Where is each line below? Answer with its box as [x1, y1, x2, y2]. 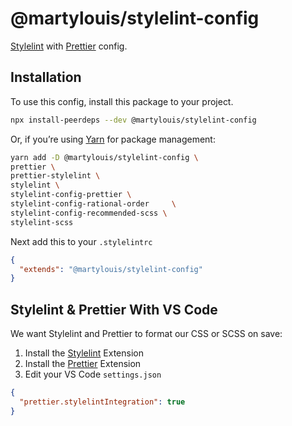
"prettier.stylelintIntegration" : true [19, 397, 186, 407]
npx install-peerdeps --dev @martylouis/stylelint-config [10, 115, 257, 125]
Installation [10, 69, 82, 86]
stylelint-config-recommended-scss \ [10, 208, 168, 218]
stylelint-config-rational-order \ [10, 199, 177, 209]
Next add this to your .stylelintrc [10, 235, 153, 247]
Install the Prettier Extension [24, 358, 142, 370]
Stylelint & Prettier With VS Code [10, 301, 218, 318]
